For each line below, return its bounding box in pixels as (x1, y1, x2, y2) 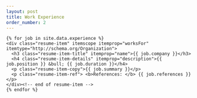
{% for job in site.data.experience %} (6, 36, 104, 42)
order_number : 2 (6, 19, 46, 25)
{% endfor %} (6, 87, 38, 93)
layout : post (6, 8, 38, 15)
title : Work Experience (6, 14, 65, 20)
